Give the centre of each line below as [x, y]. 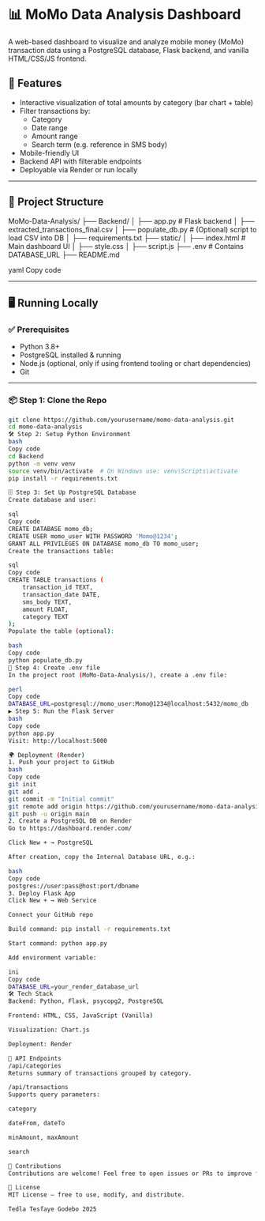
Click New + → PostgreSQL [50, 843]
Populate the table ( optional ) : [61, 631]
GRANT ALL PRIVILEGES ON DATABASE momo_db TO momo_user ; [104, 544]
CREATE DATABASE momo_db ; [50, 529]
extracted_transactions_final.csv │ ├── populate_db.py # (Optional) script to [132, 229]
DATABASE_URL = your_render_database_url [74, 987]
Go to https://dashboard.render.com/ [70, 829]
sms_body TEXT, [47, 602]
